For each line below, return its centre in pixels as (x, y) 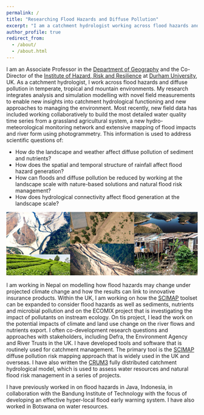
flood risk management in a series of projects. (64, 376)
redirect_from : (25, 39)
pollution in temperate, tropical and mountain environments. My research (97, 89)
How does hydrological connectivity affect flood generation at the (97, 197)
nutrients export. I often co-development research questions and (87, 330)
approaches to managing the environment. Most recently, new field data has (102, 108)
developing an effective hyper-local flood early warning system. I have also (100, 400)
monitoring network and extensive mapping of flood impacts (120, 127)
